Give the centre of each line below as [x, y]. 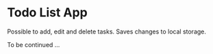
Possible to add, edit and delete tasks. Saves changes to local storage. [107, 31]
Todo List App [47, 13]
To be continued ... [34, 44]
